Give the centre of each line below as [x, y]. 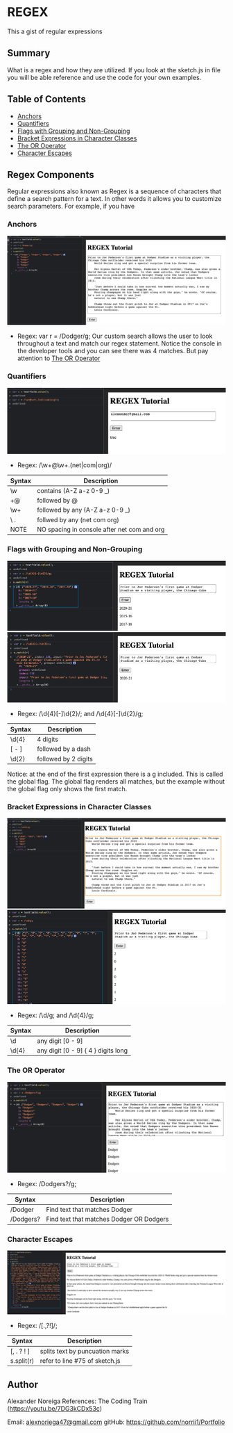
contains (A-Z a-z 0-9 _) [74, 490]
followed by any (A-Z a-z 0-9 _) [84, 510]
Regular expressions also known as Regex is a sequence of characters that [114, 191]
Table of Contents [47, 99]
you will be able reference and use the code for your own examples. [104, 77]
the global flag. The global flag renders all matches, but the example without [116, 782]
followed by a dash [64, 749]
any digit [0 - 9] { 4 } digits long [83, 1050]
